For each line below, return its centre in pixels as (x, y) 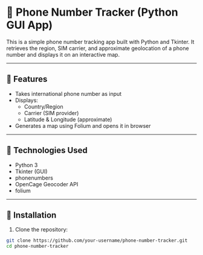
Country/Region (43, 106)
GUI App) (30, 25)
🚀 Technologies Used (47, 150)
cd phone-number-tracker (37, 247)
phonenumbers (34, 178)
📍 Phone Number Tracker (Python (92, 12)
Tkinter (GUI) (31, 171)
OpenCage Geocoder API (47, 184)
